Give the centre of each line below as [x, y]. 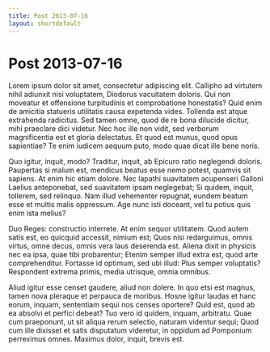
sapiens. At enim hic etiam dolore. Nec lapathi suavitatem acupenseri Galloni [136, 179]
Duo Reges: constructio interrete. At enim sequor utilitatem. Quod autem [129, 229]
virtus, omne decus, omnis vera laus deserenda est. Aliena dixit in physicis [132, 246]
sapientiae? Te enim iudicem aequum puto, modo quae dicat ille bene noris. [134, 146]
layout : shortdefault [45, 23]
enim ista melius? [37, 213]
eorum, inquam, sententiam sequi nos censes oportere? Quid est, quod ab [132, 305]
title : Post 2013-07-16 [49, 16]
